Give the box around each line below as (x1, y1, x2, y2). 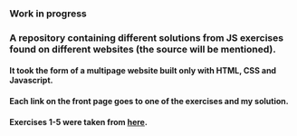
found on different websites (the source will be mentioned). (9, 43, 276, 55)
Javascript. (9, 75, 53, 86)
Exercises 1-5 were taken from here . (9, 116, 148, 127)
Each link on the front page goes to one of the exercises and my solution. (9, 96, 289, 107)
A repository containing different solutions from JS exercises (9, 31, 283, 44)
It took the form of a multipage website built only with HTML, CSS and (9, 65, 277, 76)
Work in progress (9, 7, 88, 20)
